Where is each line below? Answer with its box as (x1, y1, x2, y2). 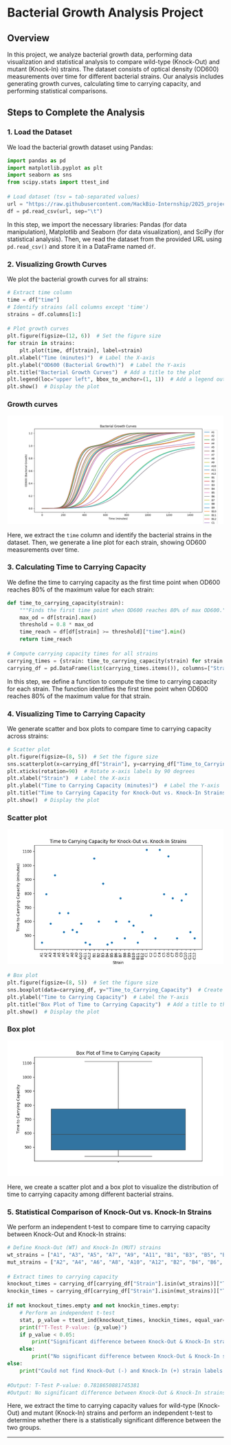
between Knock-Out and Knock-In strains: (7, 1230, 126, 1238)
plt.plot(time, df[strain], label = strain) (19, 347, 143, 354)
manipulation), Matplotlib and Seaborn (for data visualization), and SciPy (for (7, 227, 224, 236)
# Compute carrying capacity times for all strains (7, 650, 158, 657)
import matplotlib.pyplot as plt (7, 164, 103, 171)
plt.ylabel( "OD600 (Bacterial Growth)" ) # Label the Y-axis (7, 361, 186, 368)
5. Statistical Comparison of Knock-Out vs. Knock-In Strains (7, 1207, 212, 1217)
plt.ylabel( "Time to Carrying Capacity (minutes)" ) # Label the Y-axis (7, 782, 220, 789)
